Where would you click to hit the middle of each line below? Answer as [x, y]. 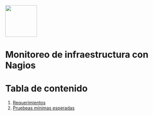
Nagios [21, 66]
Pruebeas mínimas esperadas [44, 108]
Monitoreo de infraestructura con [77, 55]
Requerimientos [29, 103]
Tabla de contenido [46, 89]
